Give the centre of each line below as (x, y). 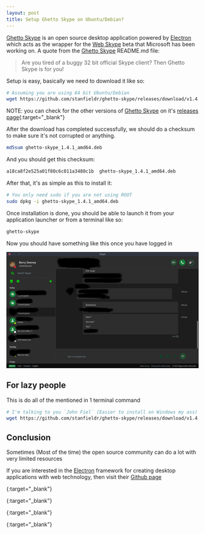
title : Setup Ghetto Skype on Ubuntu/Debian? (65, 19)
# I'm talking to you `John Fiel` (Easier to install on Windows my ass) (102, 412)
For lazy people (36, 385)
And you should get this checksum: (51, 160)
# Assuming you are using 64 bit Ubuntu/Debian (68, 93)
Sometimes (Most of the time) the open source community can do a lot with (101, 452)
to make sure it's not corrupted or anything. (61, 136)
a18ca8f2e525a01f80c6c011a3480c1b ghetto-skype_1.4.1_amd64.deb (91, 171)
